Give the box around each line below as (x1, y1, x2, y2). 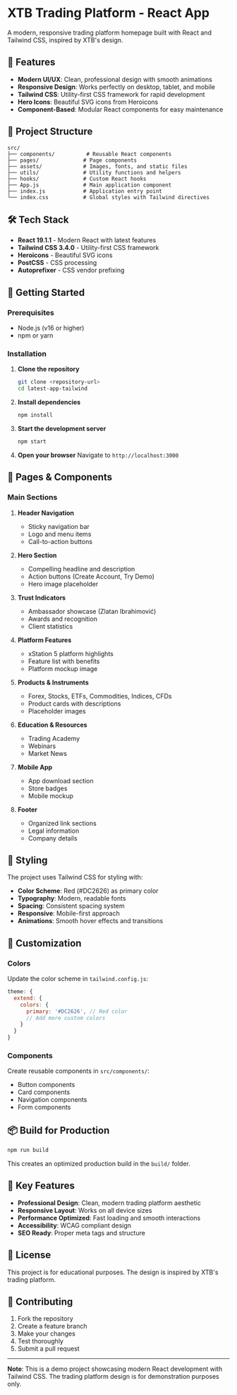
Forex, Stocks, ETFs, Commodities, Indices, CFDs (28, 691, 172, 700)
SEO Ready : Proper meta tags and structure (17, 1228, 146, 1237)
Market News (28, 749, 67, 757)
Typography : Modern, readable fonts (17, 894, 126, 903)
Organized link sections (28, 819, 97, 827)
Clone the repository (17, 365, 80, 374)
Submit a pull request (17, 1344, 80, 1353)
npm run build (7, 1146, 49, 1154)
